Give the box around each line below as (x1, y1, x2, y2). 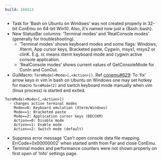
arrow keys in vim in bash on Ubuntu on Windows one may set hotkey (12, 77, 152, 83)
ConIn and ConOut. (19, 66, 58, 73)
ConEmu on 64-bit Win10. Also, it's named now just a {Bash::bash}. (18, 25, 153, 32)
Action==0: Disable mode (14, 118, 64, 123)
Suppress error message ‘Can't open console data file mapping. (12, 135, 141, 141)
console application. (19, 56, 60, 62)
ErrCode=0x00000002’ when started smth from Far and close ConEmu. (12, 140, 157, 146)
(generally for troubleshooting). (12, 36, 75, 42)
